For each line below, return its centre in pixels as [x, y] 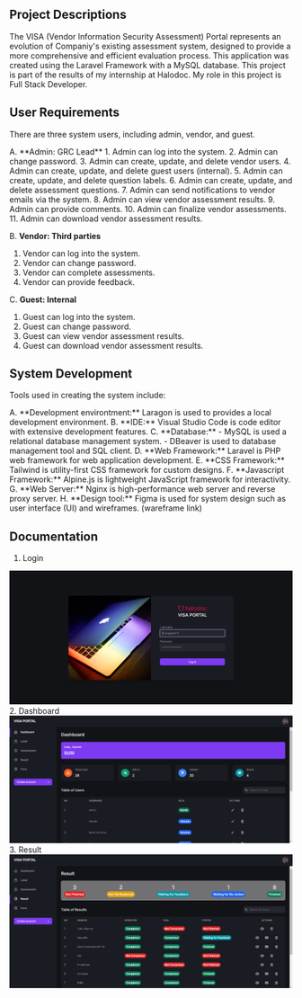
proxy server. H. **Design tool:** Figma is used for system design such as [147, 499]
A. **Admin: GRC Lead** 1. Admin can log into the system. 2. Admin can [144, 151]
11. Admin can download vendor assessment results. [106, 218]
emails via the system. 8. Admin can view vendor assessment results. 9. [142, 199]
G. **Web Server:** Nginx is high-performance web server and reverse [142, 489]
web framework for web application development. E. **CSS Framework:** [147, 460]
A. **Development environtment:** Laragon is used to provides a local [141, 413]
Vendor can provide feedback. [79, 281]
